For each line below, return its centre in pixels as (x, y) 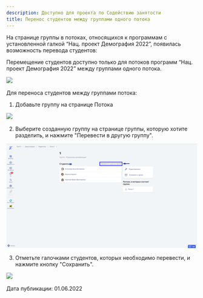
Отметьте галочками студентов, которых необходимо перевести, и (103, 258)
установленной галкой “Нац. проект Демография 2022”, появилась (94, 44)
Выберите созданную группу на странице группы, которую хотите (101, 129)
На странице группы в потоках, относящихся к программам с (87, 37)
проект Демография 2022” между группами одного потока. (84, 68)
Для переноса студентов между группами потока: (72, 93)
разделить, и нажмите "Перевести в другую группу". (84, 135)
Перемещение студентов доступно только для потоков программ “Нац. (99, 62)
